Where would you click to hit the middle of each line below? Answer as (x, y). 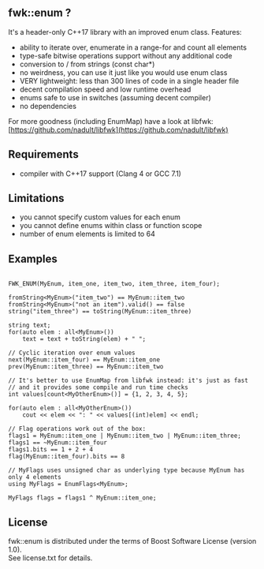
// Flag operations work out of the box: (77, 429)
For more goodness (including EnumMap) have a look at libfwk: (111, 121)
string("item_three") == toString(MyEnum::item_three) (100, 312)
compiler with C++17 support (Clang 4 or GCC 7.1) (100, 174)
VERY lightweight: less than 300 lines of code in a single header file (129, 80)
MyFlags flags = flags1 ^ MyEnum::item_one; (82, 498)
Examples (33, 258)
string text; (30, 326)
